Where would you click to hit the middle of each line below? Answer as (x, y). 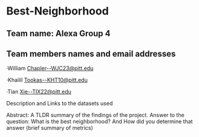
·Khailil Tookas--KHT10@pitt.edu (47, 80)
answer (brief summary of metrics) (50, 128)
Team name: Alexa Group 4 (58, 33)
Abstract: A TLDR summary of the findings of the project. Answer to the (95, 115)
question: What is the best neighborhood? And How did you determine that (99, 121)
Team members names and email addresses (91, 53)
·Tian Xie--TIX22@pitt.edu (39, 92)
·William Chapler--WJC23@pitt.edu (50, 68)
